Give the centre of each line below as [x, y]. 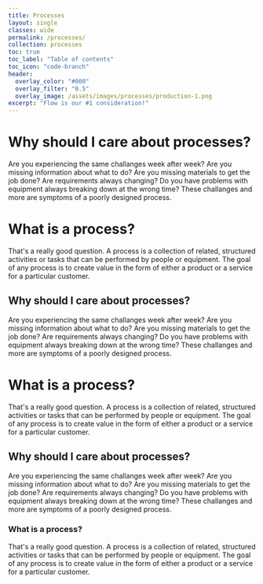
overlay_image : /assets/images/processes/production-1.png [114, 96]
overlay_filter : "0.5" [52, 89]
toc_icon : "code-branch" [49, 67]
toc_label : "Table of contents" [61, 60]
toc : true [24, 52]
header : [21, 74]
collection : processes [45, 45]
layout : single [33, 23]
